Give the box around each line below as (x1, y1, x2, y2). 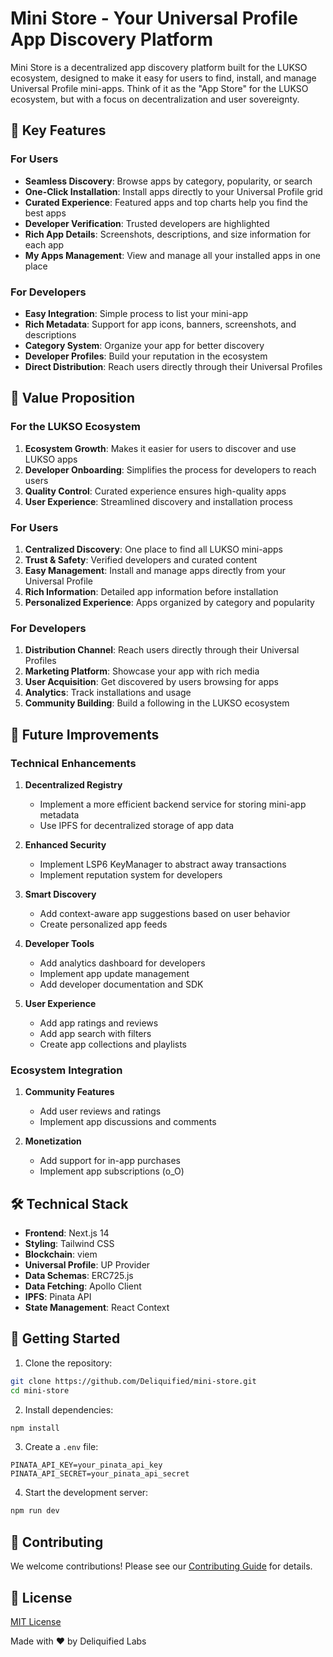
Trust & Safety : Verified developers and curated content (24, 553, 258, 566)
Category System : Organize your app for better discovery (24, 339, 265, 351)
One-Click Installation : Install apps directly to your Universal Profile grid (24, 185, 323, 197)
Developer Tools (24, 937, 95, 949)
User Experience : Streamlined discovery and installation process (24, 495, 293, 507)
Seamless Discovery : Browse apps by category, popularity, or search (24, 175, 313, 187)
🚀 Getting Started (10, 1330, 121, 1347)
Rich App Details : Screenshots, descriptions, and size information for (24, 228, 312, 240)
